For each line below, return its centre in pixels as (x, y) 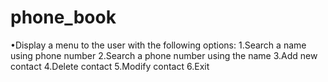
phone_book (63, 17)
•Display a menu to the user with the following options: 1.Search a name (158, 45)
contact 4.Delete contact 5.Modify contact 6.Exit (110, 66)
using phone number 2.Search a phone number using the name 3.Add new (164, 55)
